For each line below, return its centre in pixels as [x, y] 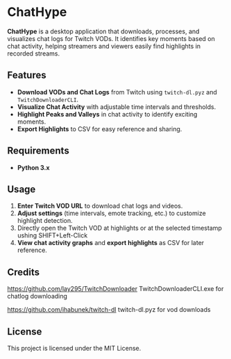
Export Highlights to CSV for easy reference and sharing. [100, 128]
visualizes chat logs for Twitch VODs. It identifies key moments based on [111, 38]
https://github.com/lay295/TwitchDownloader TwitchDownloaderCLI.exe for [115, 289]
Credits [24, 272]
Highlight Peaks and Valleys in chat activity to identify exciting [107, 114]
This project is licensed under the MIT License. [74, 348]
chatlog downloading [37, 297]
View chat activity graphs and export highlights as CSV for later [111, 243]
